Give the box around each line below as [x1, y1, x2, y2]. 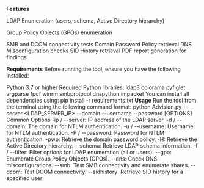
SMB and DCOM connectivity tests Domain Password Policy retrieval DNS [6, 41, 192, 48]
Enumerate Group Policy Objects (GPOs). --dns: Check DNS [6, 155, 158, 162]
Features [6, 5, 29, 12]
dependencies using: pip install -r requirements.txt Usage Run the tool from [6, 97, 197, 104]
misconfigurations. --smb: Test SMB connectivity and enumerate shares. [6, 162, 189, 168]
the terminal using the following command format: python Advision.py [6, 103, 182, 110]
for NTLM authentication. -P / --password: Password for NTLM [6, 129, 165, 136]
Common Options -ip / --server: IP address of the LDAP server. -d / [6, 116, 176, 123]
